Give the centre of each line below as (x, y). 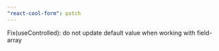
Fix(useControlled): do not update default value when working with (101, 33)
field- (204, 33)
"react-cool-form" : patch (44, 13)
